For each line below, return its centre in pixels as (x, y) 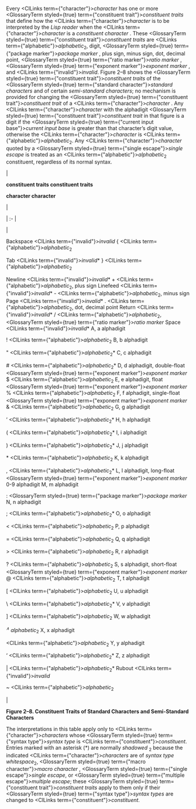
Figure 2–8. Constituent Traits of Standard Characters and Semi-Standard (97, 711)
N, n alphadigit (24, 502)
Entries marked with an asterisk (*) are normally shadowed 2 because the (94, 748)
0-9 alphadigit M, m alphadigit (42, 484)
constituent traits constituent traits (50, 185)
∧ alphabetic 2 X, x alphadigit (40, 630)
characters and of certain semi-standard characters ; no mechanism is (91, 91)
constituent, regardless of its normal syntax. (59, 162)
